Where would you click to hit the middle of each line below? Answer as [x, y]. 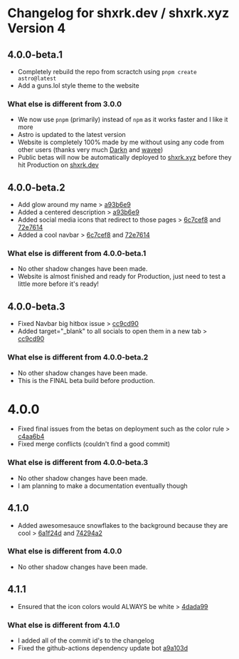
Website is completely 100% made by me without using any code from [121, 142]
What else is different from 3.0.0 [65, 103]
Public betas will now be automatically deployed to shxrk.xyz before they [124, 158]
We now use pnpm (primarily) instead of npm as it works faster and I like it [123, 120]
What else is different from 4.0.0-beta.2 [78, 357]
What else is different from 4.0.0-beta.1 [77, 253]
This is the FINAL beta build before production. [86, 380]
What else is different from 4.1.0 [64, 625]
